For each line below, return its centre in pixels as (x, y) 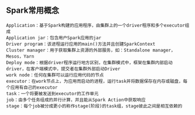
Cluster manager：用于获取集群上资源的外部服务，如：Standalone (78, 50)
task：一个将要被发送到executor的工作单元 (52, 93)
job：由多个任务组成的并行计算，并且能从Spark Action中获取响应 (76, 100)
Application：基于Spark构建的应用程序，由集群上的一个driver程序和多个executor (96, 25)
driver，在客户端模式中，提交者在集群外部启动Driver (63, 69)
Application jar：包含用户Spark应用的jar (54, 38)
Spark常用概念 (33, 11)
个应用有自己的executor (32, 87)
